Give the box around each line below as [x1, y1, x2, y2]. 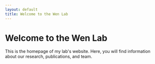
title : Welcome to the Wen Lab [5, 12, 68, 16]
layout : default [5, 7, 38, 12]
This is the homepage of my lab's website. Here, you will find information [5, 48, 151, 54]
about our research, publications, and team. [5, 54, 93, 60]
